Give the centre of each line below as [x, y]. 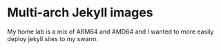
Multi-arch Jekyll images [80, 13]
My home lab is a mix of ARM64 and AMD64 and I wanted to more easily [110, 32]
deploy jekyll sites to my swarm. [53, 38]
